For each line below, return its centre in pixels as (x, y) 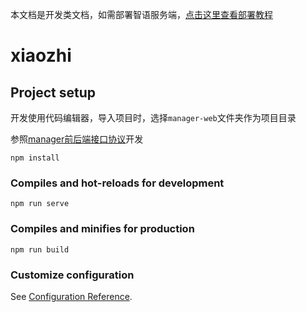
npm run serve (40, 204)
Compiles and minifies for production (102, 229)
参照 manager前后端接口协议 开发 (77, 139)
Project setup (53, 92)
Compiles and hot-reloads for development (117, 183)
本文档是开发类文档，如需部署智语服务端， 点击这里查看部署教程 (141, 14)
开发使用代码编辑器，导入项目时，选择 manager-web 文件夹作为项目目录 (153, 117)
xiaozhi (41, 55)
